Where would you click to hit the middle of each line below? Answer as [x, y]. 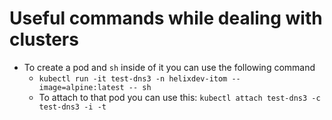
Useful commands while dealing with [166, 18]
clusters [44, 39]
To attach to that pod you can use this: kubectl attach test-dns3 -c [179, 97]
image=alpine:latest [81, 87]
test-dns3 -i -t [72, 107]
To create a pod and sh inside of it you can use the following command [169, 67]
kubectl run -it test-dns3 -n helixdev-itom [133, 78]
